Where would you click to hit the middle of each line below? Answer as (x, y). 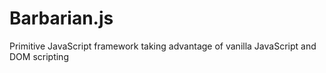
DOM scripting (39, 56)
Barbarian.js (61, 18)
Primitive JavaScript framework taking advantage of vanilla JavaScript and (163, 46)
